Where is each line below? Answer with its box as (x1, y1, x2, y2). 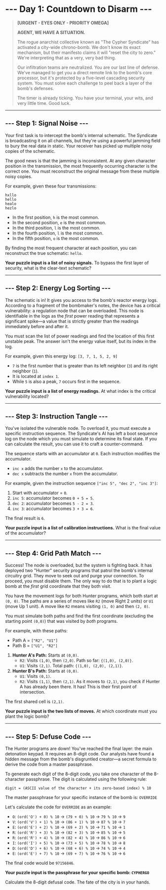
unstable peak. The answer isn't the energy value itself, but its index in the (5, 338, 157, 344)
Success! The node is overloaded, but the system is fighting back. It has (5, 562, 152, 568)
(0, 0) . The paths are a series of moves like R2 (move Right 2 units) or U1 (5, 598, 154, 604)
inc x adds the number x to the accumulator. (12, 466, 104, 471)
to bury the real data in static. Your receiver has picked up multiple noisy (5, 142, 153, 149)
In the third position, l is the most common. (12, 225, 100, 231)
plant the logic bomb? (5, 713, 49, 719)
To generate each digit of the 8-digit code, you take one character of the (5, 771, 153, 777)
